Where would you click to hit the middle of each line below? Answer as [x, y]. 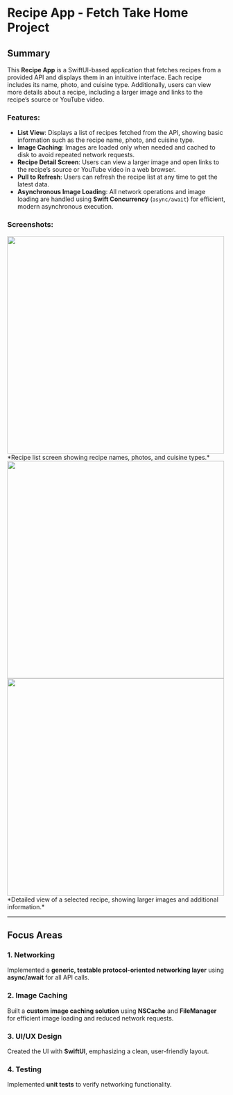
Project [28, 27]
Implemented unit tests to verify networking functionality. [89, 1085]
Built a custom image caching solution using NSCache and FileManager [112, 1011]
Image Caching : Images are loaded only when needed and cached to [116, 147]
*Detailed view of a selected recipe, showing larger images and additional [113, 900]
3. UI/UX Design [35, 1036]
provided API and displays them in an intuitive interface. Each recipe [105, 77]
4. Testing [24, 1069]
